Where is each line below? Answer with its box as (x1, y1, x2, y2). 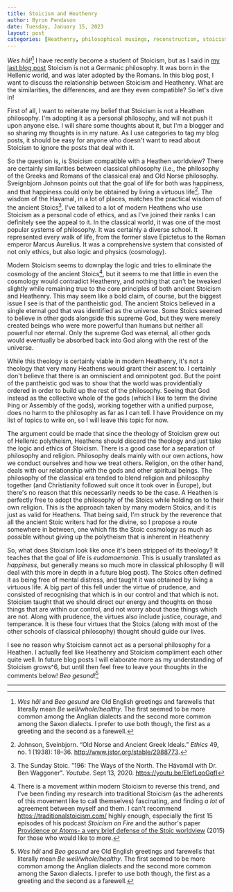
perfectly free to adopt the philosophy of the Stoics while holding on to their (7, 496, 224, 504)
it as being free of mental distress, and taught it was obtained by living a (7, 575, 214, 584)
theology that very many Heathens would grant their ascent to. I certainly (7, 364, 216, 372)
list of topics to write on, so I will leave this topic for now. (7, 416, 169, 424)
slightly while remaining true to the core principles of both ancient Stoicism (7, 284, 221, 292)
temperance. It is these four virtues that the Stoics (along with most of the (7, 619, 218, 628)
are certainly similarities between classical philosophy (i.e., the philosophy (7, 164, 220, 172)
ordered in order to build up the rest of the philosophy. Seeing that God (7, 386, 210, 394)
